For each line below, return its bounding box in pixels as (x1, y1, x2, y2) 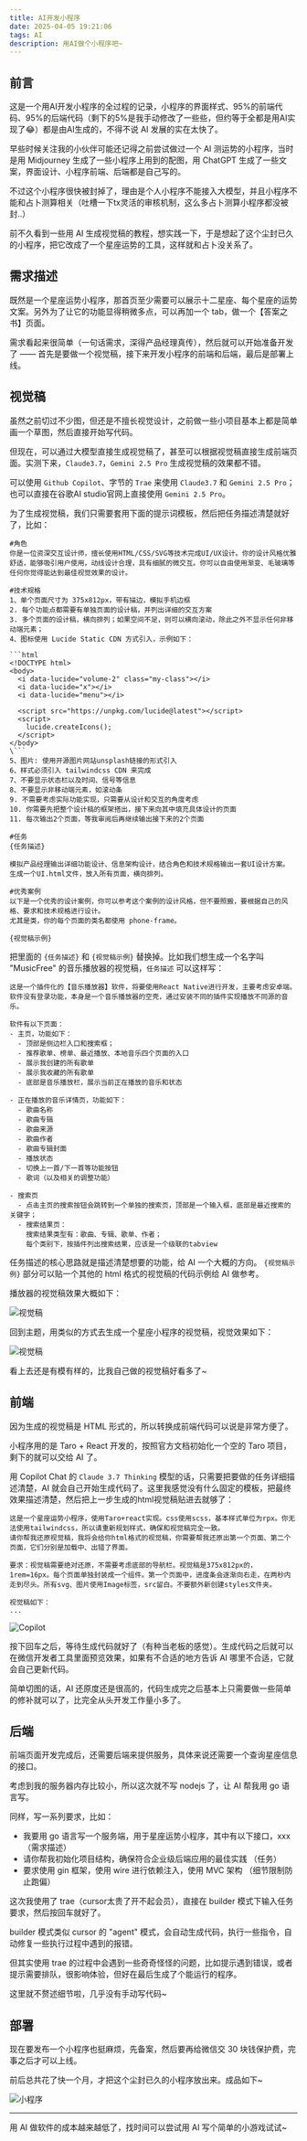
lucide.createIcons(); (26, 722, 112, 731)
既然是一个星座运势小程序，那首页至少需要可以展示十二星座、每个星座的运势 (9, 294, 298, 305)
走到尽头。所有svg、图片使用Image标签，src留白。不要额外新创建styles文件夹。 (9, 1580, 277, 1589)
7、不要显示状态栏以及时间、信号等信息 (9, 775, 137, 784)
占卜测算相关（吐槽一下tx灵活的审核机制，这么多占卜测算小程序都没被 (25, 197, 290, 208)
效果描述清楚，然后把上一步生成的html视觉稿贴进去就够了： (9, 1494, 235, 1505)
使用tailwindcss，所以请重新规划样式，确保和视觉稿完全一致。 (16, 1523, 226, 1532)
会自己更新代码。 (9, 1663, 74, 1674)
